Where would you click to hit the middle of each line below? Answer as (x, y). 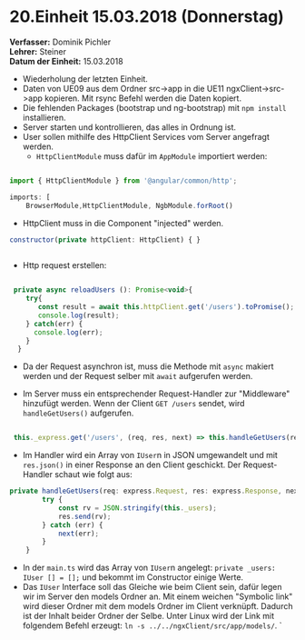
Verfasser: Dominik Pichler (60, 42)
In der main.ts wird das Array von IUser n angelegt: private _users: (149, 568)
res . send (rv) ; (84, 516)
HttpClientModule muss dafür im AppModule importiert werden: (152, 155)
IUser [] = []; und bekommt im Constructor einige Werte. (133, 577)
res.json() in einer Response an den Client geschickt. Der (132, 465)
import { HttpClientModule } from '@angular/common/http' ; (123, 180)
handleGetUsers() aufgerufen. (78, 413)
